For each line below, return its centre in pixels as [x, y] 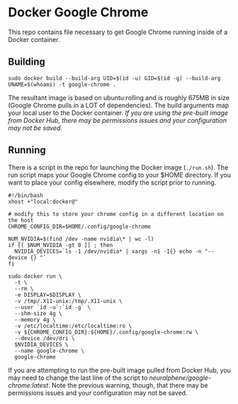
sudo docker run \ [35, 276]
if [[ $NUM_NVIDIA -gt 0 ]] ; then [61, 245]
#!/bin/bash [25, 195]
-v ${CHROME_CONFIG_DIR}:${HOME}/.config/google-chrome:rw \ [107, 332]
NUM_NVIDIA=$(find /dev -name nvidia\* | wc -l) [81, 239]
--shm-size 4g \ [38, 313]
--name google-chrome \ [49, 351]
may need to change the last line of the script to [78, 378]
